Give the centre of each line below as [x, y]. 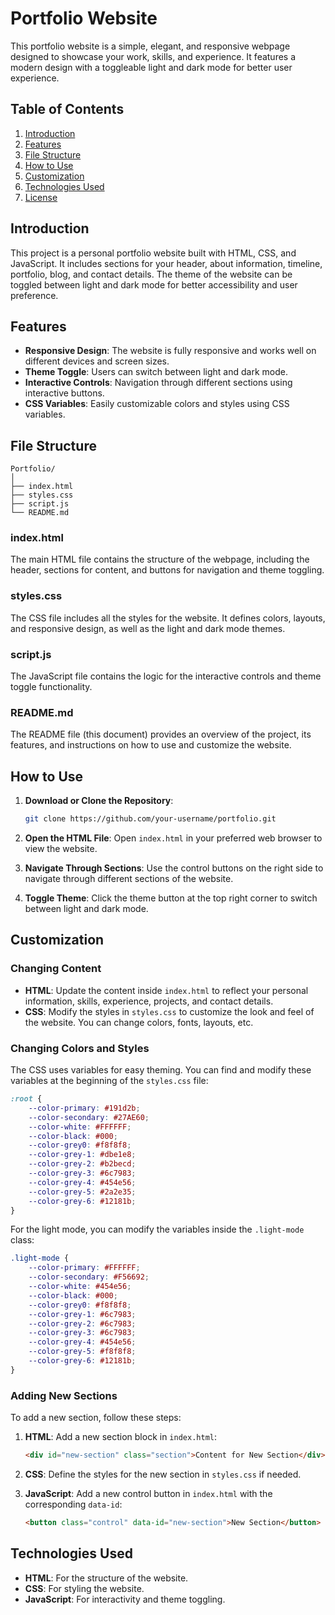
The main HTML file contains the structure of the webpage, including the [160, 559]
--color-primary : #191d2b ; [84, 1108]
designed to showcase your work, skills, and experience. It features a [153, 56]
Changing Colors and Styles [80, 1048]
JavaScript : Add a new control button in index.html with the [148, 1493]
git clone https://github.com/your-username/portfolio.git [150, 819]
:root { [26, 1099]
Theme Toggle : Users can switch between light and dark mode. [156, 372]
